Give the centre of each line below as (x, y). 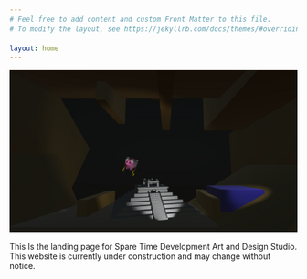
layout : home (34, 48)
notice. (22, 265)
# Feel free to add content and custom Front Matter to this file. (141, 19)
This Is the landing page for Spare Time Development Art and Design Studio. (153, 246)
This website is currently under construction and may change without (140, 256)
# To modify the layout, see (65, 29)
